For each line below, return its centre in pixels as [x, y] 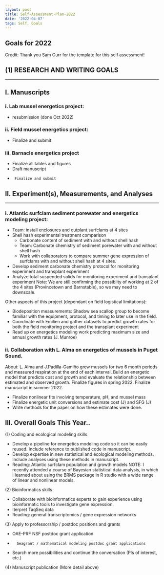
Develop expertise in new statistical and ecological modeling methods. [83, 454]
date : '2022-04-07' [25, 19]
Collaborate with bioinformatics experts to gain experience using [77, 499]
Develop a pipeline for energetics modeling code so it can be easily [80, 444]
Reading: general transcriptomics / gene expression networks [74, 515]
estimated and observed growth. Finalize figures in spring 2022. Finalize [78, 382]
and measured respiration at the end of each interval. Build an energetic [77, 372]
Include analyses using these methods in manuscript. [66, 460]
